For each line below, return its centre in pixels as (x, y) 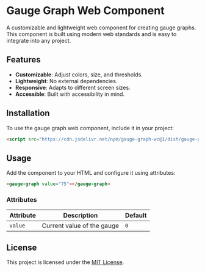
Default (136, 216)
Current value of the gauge (81, 226)
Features (23, 60)
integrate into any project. (39, 40)
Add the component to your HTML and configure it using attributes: (91, 173)
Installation (28, 113)
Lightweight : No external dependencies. (66, 81)
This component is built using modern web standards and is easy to (92, 34)
